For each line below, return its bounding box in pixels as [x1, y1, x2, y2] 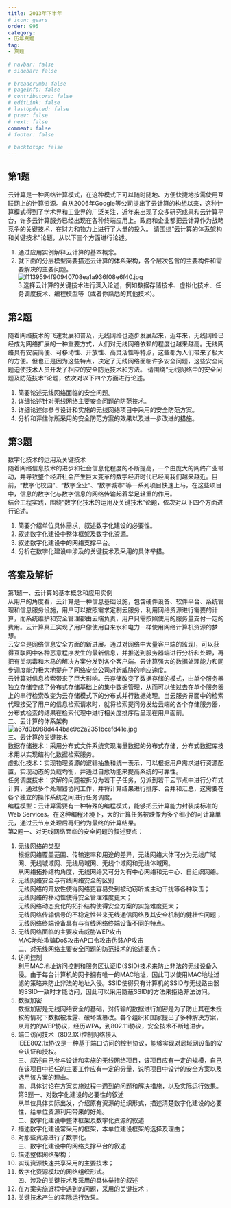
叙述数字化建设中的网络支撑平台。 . [17, 539, 118, 547]
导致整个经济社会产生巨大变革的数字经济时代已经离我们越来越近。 [25, 472, 212, 481]
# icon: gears [8, 16, 49, 23]
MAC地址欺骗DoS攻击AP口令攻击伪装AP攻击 [17, 937, 144, 945]
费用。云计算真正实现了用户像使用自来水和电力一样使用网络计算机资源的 [8, 623, 212, 631]
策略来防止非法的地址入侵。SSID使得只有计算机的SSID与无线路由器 [29, 979, 220, 987]
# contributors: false [8, 93, 73, 100]
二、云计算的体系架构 [8, 717, 68, 725]
